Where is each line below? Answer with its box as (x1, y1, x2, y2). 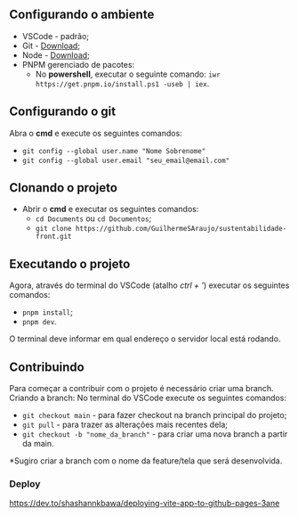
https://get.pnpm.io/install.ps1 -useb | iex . (35, 78, 210, 88)
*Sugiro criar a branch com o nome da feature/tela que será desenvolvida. (9, 455, 283, 466)
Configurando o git (9, 104, 117, 119)
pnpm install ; (21, 307, 73, 317)
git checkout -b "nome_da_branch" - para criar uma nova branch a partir (21, 429, 288, 439)
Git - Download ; (21, 40, 81, 51)
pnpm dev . (21, 316, 58, 327)
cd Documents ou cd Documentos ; (35, 213, 152, 224)
